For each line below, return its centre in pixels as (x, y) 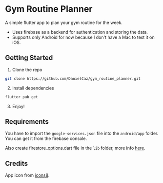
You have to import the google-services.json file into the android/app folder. (82, 134)
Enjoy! (18, 106)
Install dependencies (33, 88)
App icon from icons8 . (27, 175)
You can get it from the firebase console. (46, 138)
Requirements (27, 122)
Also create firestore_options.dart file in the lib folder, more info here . (75, 148)
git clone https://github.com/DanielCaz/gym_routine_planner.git (73, 79)
